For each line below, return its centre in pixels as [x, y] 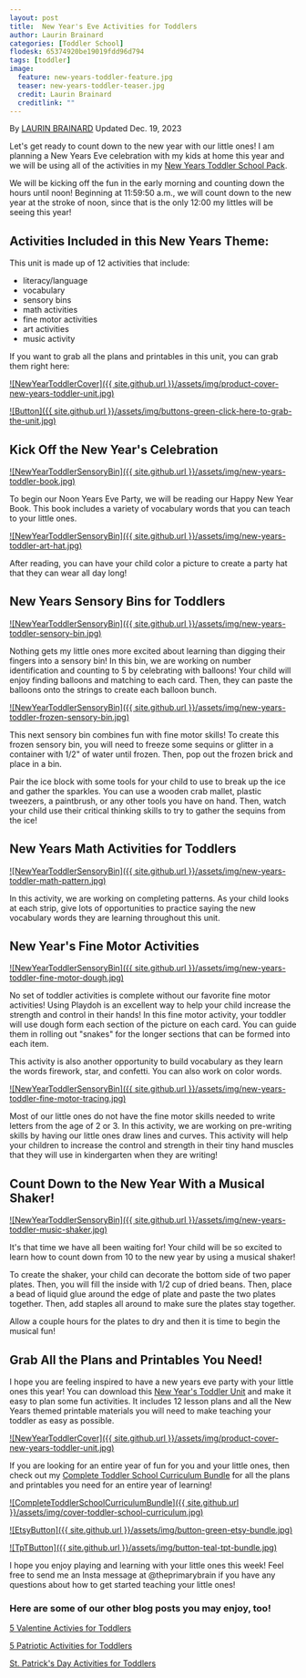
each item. [29, 1044]
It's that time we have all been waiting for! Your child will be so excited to [146, 1248]
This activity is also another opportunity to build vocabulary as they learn [147, 1062]
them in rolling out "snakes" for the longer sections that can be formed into [150, 1034]
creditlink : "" [46, 103]
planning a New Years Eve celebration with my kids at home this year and [147, 156]
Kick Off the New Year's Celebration [114, 449]
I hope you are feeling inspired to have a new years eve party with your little [152, 1382]
